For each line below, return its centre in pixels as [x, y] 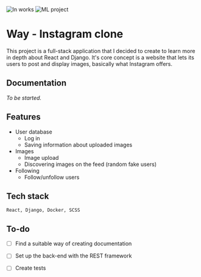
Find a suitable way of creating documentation [73, 243]
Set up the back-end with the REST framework [73, 256]
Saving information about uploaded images [78, 145]
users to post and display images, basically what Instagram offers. [89, 63]
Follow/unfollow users [52, 177]
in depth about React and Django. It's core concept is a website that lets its [100, 57]
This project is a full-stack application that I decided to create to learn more [101, 51]
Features [23, 117]
